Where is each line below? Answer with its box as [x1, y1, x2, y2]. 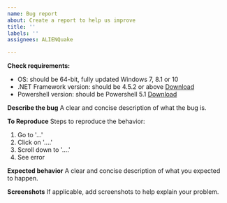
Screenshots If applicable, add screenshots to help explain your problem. [7, 188, 219, 196]
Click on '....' [17, 138, 53, 147]
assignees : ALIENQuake [7, 36, 73, 43]
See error [17, 153, 45, 162]
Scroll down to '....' [17, 146, 71, 154]
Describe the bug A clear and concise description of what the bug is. [7, 104, 207, 112]
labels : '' [7, 29, 39, 37]
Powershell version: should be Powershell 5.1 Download [17, 90, 177, 99]
